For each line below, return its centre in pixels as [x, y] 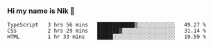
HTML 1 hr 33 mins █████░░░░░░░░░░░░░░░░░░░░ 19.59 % [107, 37]
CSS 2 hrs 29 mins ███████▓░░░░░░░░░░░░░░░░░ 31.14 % [107, 31]
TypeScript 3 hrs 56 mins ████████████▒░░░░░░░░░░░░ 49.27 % [107, 25]
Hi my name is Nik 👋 [41, 11]
